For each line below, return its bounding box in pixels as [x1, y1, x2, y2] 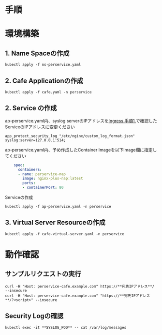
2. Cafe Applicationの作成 [5, 76, 84, 85]
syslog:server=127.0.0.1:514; [5, 137, 66, 143]
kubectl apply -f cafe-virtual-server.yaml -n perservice [5, 231, 124, 236]
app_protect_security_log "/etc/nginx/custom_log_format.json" [5, 134, 135, 138]
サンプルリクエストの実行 [5, 270, 81, 278]
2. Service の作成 [5, 104, 57, 112]
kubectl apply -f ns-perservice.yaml [5, 62, 81, 67]
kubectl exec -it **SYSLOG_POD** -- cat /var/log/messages [5, 325, 127, 330]
